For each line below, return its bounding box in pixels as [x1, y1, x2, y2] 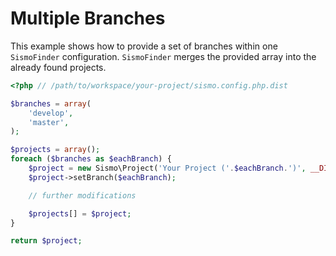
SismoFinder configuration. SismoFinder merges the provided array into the [10, 50, 317, 62]
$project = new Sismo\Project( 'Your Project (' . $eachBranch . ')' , [28, 163, 307, 174]
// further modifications [28, 190, 137, 201]
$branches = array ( [10, 98, 92, 109]
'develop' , [28, 108, 74, 118]
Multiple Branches [10, 7, 166, 30]
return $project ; [10, 236, 83, 246]
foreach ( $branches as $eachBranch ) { [10, 154, 172, 164]
